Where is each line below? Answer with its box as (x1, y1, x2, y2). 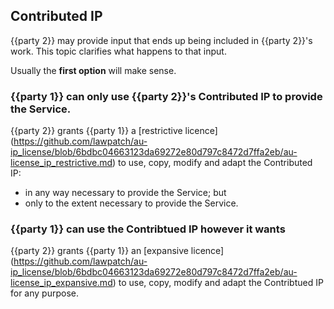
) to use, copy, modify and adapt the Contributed (112, 157, 313, 169)
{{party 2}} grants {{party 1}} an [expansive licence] (10, 245, 225, 257)
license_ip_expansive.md (10, 277, 113, 289)
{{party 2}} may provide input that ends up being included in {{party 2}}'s (10, 34, 313, 46)
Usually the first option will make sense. (10, 64, 177, 76)
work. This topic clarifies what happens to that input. (10, 45, 227, 57)
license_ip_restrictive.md (10, 157, 113, 169)
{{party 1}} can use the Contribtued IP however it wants (10, 222, 286, 236)
